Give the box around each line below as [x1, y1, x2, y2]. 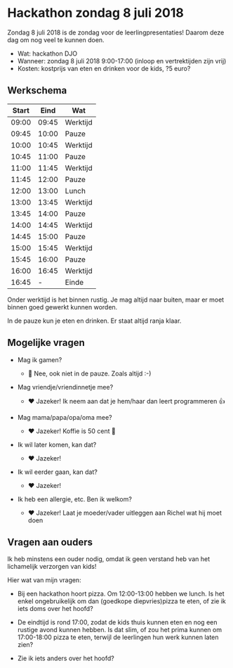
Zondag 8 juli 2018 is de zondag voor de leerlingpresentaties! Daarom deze [7, 28, 225, 37]
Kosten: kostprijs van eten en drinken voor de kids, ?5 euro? [17, 64, 191, 72]
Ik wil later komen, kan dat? [17, 440, 97, 449]
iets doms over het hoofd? [17, 605, 93, 613]
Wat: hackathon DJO [17, 49, 78, 58]
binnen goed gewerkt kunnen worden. [7, 302, 118, 311]
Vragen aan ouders [7, 536, 93, 548]
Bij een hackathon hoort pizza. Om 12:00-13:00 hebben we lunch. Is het [17, 589, 225, 598]
